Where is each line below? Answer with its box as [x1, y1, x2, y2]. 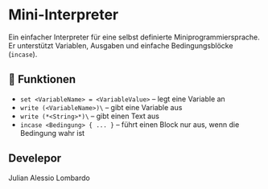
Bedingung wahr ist [19, 128, 85, 138]
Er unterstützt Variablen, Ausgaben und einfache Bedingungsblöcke [8, 40, 233, 50]
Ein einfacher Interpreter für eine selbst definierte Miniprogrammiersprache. [8, 32, 260, 42]
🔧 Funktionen [8, 72, 76, 86]
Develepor [8, 151, 62, 166]
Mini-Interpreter [8, 6, 119, 24]
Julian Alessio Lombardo [8, 173, 90, 183]
